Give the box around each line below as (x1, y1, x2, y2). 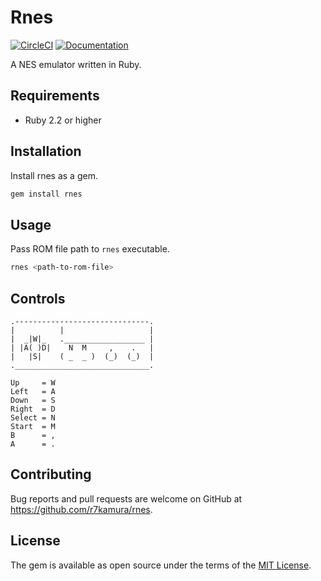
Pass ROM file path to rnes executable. (10, 243, 170, 255)
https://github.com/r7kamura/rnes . (10, 503, 153, 515)
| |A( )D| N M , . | (10, 342, 155, 353)
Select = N (10, 412, 56, 423)
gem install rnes (10, 189, 83, 199)
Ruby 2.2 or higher (24, 114, 102, 126)
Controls (10, 290, 66, 307)
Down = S (10, 395, 56, 405)
